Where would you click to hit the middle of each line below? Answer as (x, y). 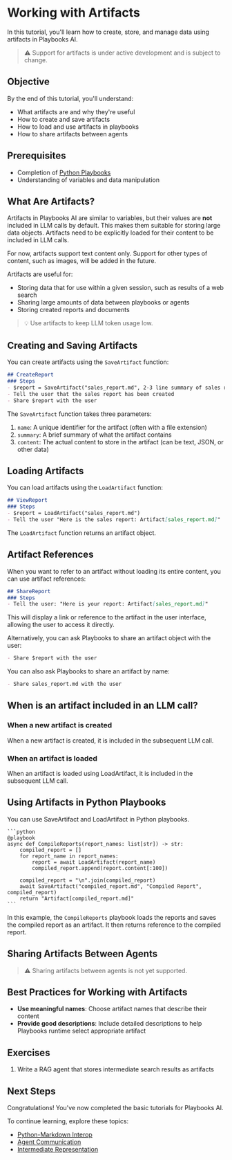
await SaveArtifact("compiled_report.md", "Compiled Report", (111, 886)
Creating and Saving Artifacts (72, 345)
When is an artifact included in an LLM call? (103, 706)
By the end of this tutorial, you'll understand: (70, 98)
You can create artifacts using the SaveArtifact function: (88, 362)
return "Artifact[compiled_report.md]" (77, 898)
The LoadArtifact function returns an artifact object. (82, 533)
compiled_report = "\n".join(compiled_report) (88, 880)
